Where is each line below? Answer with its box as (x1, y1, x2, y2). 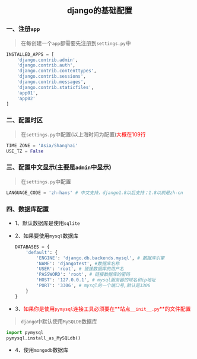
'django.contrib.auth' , (17, 62, 76, 68)
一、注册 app (6, 25, 40, 33)
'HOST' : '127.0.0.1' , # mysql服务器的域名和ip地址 (36, 277, 156, 283)
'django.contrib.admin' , (17, 57, 78, 63)
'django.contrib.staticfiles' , (17, 84, 94, 90)
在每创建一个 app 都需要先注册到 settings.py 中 (20, 39, 132, 46)
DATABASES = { (14, 244, 50, 250)
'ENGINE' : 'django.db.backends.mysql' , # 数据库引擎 (36, 255, 165, 261)
